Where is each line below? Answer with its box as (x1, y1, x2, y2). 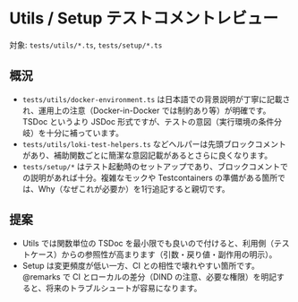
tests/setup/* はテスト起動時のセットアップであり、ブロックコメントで (21, 160, 289, 171)
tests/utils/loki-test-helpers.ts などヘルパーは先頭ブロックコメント (21, 138, 286, 149)
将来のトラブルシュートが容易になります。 (46, 282, 202, 293)
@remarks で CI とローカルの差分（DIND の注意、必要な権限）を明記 (21, 271, 277, 282)
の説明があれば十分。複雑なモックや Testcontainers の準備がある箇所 (21, 172, 278, 183)
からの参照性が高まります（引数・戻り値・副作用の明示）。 (61, 248, 277, 260)
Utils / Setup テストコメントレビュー (9, 8, 279, 29)
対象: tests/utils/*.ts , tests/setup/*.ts (9, 39, 163, 50)
